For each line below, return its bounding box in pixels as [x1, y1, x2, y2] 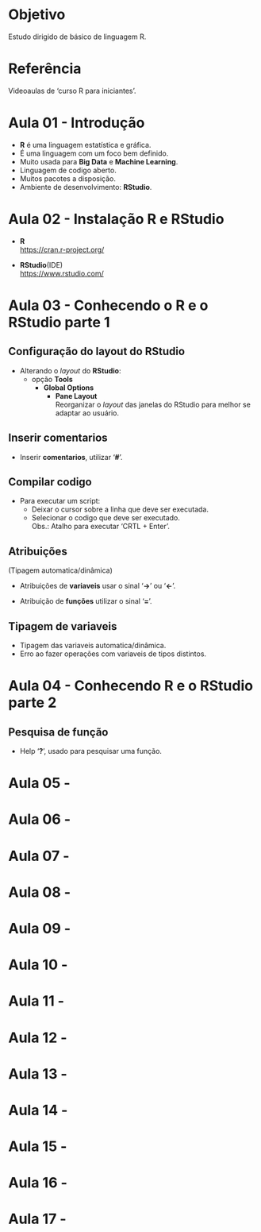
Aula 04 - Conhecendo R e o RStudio [8, 677, 254, 695]
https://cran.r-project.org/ [19, 245, 105, 254]
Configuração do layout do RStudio [8, 345, 185, 358]
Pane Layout [55, 391, 98, 400]
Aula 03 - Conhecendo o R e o [8, 296, 209, 315]
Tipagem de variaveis [8, 620, 117, 633]
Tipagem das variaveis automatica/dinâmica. [19, 641, 167, 650]
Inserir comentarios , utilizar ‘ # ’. [19, 452, 123, 462]
